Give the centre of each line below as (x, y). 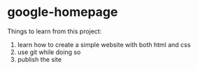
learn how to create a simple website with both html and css (104, 44)
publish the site (39, 59)
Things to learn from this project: (55, 31)
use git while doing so (49, 52)
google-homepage (63, 12)
